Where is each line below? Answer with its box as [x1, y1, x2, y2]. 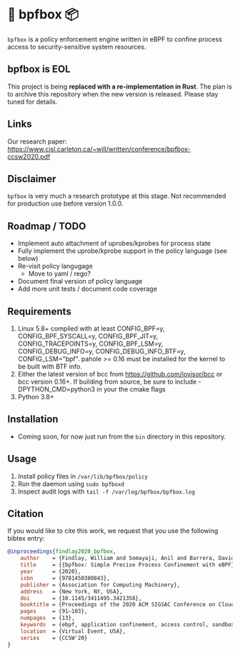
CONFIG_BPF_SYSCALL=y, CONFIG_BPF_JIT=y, [17, 332, 159, 340]
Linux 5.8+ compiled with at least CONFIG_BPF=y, [17, 324, 166, 333]
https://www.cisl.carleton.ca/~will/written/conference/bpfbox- [7, 144, 191, 153]
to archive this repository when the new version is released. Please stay [7, 89, 219, 98]
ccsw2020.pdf [7, 152, 51, 161]
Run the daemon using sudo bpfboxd [17, 479, 125, 488]
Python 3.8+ [17, 393, 55, 401]
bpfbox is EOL [7, 63, 71, 76]
